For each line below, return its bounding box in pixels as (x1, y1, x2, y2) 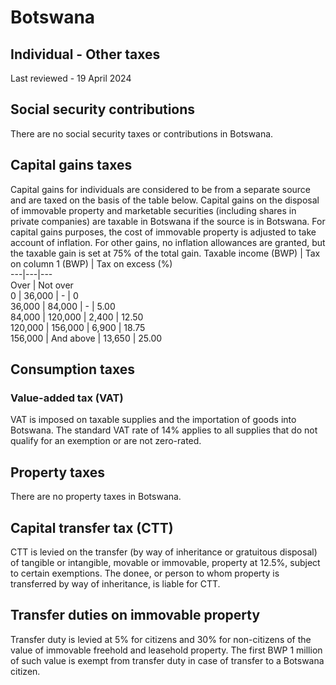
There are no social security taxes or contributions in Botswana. (10, 127, 274, 140)
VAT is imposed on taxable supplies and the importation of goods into (10, 414, 297, 426)
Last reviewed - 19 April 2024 (10, 72, 132, 84)
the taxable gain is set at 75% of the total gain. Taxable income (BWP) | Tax (10, 247, 321, 259)
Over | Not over (10, 279, 74, 291)
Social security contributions (10, 101, 196, 118)
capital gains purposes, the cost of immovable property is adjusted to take (10, 226, 317, 238)
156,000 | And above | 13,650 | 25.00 (10, 332, 163, 344)
